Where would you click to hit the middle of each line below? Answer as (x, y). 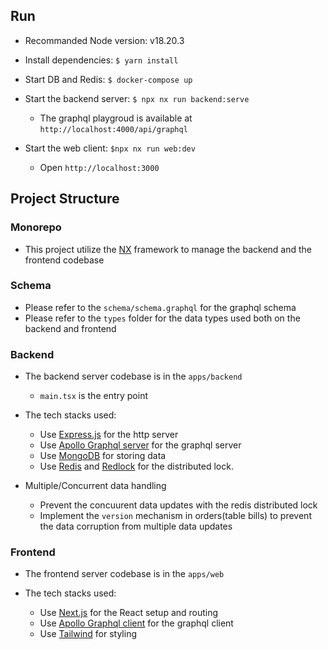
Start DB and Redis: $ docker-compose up (108, 79)
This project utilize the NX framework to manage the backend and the (168, 249)
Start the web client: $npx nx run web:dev (110, 148)
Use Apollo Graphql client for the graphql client (136, 623)
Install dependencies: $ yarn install (101, 60)
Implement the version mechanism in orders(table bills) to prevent (175, 516)
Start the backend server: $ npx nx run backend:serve (137, 98)
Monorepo (36, 227)
